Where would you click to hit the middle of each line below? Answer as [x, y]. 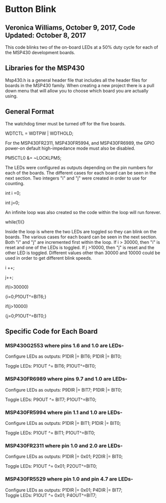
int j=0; [12, 202]
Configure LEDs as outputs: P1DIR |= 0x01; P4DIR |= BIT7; [64, 490]
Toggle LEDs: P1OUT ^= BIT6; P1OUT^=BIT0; [51, 366]
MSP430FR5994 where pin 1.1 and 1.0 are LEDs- [64, 412]
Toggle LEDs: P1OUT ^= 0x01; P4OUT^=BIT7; [51, 495]
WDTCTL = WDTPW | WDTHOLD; [39, 133]
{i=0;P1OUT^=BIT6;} [26, 297]
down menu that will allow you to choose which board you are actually [77, 91]
